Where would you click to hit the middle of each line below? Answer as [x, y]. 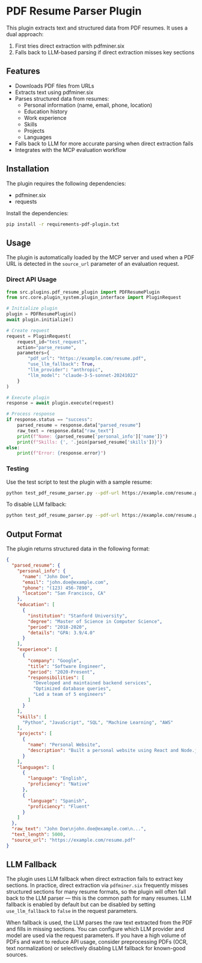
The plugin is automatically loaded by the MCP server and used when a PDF [100, 257]
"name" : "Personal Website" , [64, 745]
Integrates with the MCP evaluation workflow [71, 150]
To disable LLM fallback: [36, 504]
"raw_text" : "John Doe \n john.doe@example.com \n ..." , [79, 829]
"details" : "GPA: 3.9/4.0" [62, 633]
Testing [17, 469]
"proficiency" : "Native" [59, 784]
